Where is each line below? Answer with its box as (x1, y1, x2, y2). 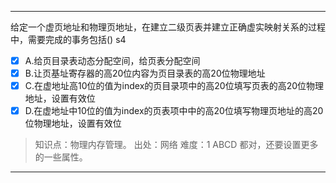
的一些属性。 (34, 151, 88, 163)
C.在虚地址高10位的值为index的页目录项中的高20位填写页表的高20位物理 (24, 80, 325, 92)
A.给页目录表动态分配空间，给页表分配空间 (24, 55, 201, 66)
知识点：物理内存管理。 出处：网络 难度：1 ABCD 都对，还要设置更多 (34, 139, 319, 151)
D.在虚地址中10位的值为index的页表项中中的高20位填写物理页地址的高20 (24, 105, 324, 117)
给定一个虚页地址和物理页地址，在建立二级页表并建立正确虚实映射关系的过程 (10, 21, 326, 33)
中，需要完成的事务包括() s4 (10, 34, 127, 45)
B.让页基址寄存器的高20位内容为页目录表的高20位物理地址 (24, 67, 266, 80)
